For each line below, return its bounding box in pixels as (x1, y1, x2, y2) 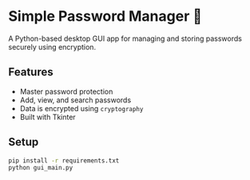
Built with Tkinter (19, 112, 76, 122)
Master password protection (19, 86, 113, 96)
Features (8, 66, 54, 79)
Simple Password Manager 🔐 (8, 7, 202, 26)
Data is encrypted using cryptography (19, 103, 144, 113)
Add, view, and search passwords (19, 95, 132, 105)
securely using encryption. (8, 42, 97, 51)
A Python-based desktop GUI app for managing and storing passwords (8, 34, 242, 43)
